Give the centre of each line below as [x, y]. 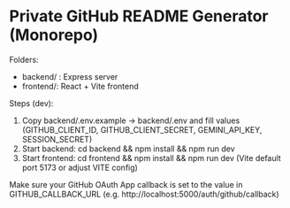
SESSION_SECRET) [57, 139]
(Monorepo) [54, 35]
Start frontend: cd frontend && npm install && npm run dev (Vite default [151, 158]
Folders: [24, 59]
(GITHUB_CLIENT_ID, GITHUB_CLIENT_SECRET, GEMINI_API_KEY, [142, 129]
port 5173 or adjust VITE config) [80, 167]
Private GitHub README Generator [139, 16]
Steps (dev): [31, 103]
